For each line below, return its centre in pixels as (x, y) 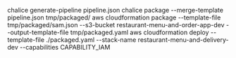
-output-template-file (38, 32)
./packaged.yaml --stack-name (91, 40)
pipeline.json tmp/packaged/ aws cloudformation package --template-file (114, 17)
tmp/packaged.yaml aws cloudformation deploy (139, 32)
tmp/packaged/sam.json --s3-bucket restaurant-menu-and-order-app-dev (116, 25)
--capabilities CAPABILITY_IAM (65, 47)
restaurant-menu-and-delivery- (183, 40)
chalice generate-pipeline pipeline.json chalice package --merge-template (116, 10)
